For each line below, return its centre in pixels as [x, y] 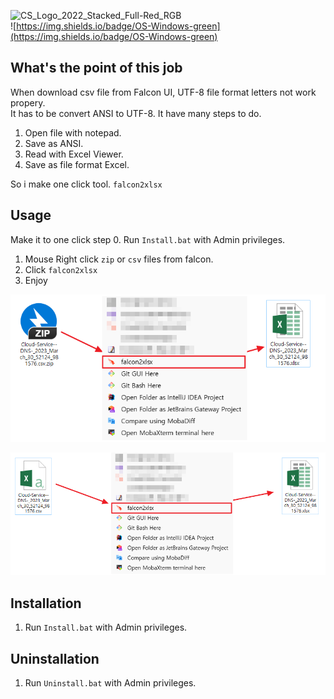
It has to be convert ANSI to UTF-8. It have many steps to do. [136, 113]
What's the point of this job [96, 68]
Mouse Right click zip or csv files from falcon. [119, 259]
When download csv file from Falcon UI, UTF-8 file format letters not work [163, 92]
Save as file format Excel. [77, 164]
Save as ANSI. [54, 143]
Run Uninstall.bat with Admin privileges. [110, 683]
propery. [28, 102]
